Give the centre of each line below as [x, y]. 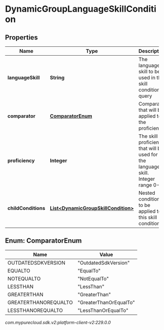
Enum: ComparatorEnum [43, 241]
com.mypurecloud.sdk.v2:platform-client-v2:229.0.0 [58, 322]
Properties [21, 37]
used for [148, 155]
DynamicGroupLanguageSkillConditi [81, 9]
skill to [146, 72]
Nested [147, 193]
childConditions [26, 208]
